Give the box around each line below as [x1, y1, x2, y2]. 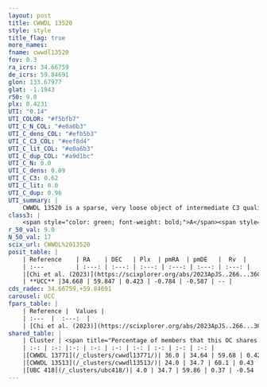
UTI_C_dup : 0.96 [8, 188, 62, 197]
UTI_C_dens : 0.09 [8, 167, 66, 175]
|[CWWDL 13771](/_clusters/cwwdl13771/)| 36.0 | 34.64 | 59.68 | [22, 351, 244, 360]
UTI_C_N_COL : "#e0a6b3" [8, 122, 87, 130]
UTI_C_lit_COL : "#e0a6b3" [8, 145, 94, 153]
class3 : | [8, 211, 41, 219]
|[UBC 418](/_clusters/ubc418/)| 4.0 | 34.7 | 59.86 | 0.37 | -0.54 [22, 366, 254, 374]
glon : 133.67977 [8, 78, 62, 86]
